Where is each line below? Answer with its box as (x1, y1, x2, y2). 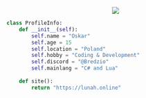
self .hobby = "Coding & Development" (31, 52, 140, 59)
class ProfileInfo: (6, 19, 63, 26)
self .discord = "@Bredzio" (31, 58, 109, 65)
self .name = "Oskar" (31, 32, 91, 40)
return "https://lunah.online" (31, 84, 122, 91)
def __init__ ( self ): (19, 26, 78, 33)
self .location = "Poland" (31, 45, 107, 52)
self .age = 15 (31, 39, 72, 46)
